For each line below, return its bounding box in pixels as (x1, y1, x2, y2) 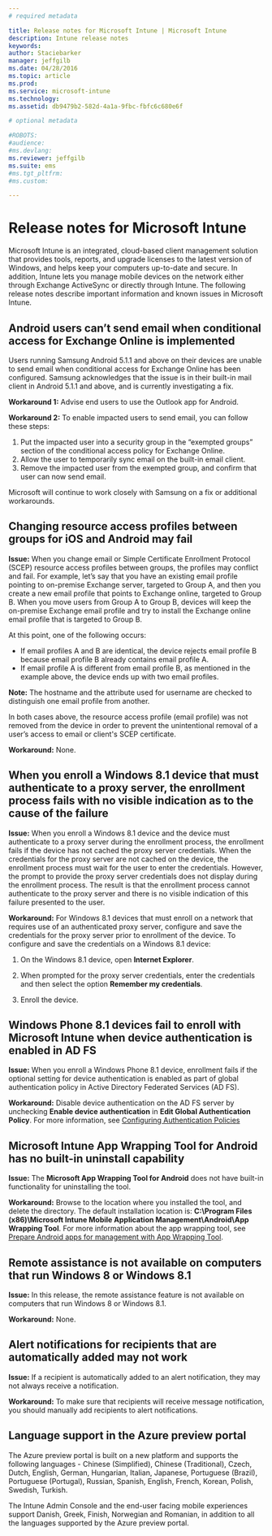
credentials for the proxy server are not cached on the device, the (8, 854, 229, 864)
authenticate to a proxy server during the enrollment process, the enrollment (8, 836, 264, 846)
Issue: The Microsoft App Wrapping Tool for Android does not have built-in (8, 1174, 264, 1183)
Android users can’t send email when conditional (8, 321, 261, 335)
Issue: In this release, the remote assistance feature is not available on (8, 1290, 245, 1300)
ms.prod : (8, 79, 38, 88)
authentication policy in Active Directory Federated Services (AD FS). (8, 1083, 240, 1092)
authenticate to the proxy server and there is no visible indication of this (8, 888, 249, 898)
